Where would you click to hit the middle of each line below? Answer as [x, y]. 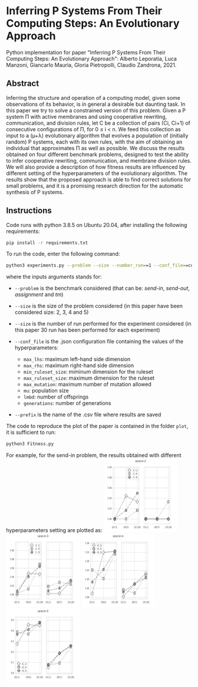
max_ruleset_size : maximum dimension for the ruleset [89, 378]
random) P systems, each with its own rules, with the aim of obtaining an [94, 142]
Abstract [23, 84]
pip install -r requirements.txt [47, 243]
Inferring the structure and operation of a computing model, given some [93, 98]
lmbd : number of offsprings [56, 397]
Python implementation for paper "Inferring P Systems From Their [86, 52]
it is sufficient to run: [31, 432]
